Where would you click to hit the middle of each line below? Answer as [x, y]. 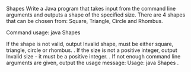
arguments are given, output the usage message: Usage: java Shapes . [93, 63]
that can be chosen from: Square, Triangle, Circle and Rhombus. [85, 21]
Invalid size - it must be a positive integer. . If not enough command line [93, 56]
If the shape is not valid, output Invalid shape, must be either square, [90, 44]
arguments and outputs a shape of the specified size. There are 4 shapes [96, 15]
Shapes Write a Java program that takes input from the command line [91, 9]
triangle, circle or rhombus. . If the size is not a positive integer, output [92, 50]
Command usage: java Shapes [43, 32]
